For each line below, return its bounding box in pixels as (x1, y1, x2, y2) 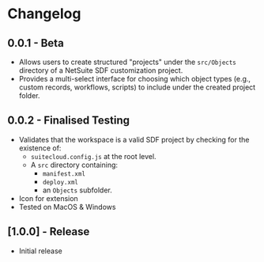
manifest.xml (42, 169, 86, 178)
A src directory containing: (30, 160, 119, 169)
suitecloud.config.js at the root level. (30, 151, 157, 161)
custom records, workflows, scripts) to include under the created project (18, 82, 256, 92)
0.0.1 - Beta (7, 36, 64, 50)
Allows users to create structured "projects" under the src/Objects (18, 57, 236, 66)
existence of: (18, 143, 62, 153)
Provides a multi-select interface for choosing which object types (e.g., (18, 74, 251, 83)
